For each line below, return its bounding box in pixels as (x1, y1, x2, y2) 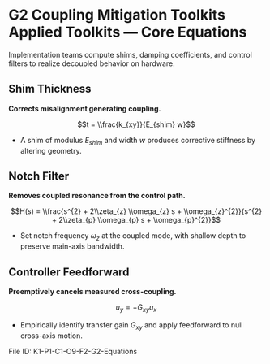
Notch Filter (8, 169, 70, 183)
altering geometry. (19, 145, 83, 155)
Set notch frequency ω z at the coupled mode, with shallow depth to (19, 231, 246, 243)
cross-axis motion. (19, 331, 83, 340)
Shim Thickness (8, 82, 92, 96)
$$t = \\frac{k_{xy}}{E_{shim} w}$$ (76, 119, 196, 129)
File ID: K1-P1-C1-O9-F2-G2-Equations (8, 346, 138, 356)
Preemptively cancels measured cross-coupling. (8, 286, 177, 296)
